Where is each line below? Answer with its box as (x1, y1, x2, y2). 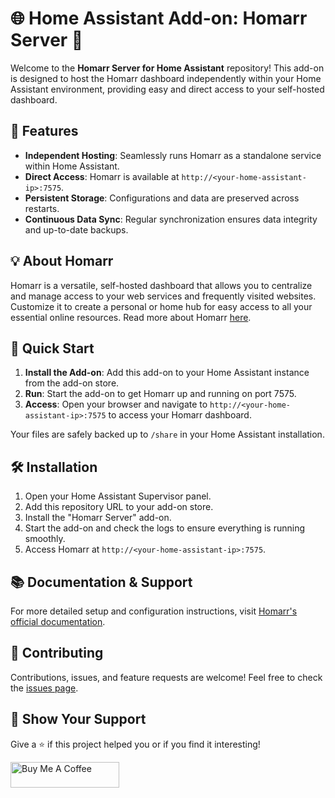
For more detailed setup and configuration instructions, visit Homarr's (10, 605, 298, 617)
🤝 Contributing (10, 645, 104, 662)
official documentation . (10, 616, 106, 627)
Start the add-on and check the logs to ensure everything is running (24, 522, 305, 534)
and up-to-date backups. (24, 223, 129, 236)
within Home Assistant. (24, 160, 120, 172)
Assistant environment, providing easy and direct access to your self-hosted (10, 83, 325, 95)
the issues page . (10, 682, 79, 694)
